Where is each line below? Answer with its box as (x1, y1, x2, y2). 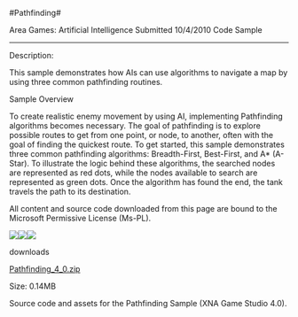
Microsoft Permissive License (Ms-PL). (9, 213, 152, 223)
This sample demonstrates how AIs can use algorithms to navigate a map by (9, 67, 288, 78)
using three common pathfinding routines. (9, 77, 163, 87)
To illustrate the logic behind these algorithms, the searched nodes (30, 158, 276, 168)
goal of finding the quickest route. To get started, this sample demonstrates (9, 139, 286, 150)
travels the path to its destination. (9, 186, 131, 197)
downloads (9, 247, 51, 257)
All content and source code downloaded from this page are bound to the (9, 204, 278, 213)
